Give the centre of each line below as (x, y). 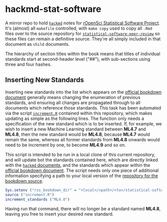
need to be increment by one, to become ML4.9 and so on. (66, 145)
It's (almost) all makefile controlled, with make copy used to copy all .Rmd (79, 28)
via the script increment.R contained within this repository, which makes (79, 113)
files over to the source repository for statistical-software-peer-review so (83, 33)
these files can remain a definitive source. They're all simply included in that (83, 39)
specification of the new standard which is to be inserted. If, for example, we (83, 123)
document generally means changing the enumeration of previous (73, 97)
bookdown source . (24, 181)
